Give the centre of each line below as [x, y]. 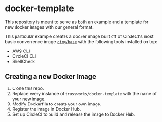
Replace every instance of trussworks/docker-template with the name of [84, 93]
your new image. [29, 99]
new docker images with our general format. [49, 27]
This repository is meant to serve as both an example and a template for [77, 22]
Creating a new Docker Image [50, 77]
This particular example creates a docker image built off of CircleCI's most [79, 36]
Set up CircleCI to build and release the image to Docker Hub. [73, 114]
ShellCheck [24, 61]
